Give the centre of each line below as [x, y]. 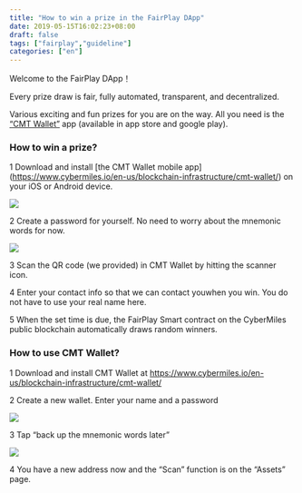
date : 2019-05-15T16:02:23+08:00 [73, 26]
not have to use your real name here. [78, 302]
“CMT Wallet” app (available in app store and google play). [119, 124]
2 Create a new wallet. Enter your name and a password [114, 399]
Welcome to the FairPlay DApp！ [70, 79]
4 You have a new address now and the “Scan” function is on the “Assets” [147, 469]
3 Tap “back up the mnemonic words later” [90, 434]
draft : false [34, 35]
